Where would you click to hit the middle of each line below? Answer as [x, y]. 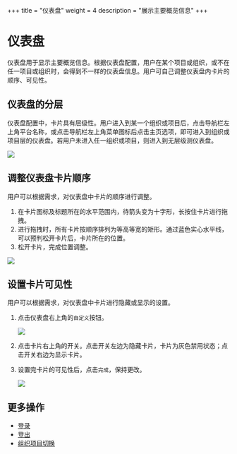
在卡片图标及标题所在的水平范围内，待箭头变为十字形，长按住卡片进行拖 [122, 211]
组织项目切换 [36, 443]
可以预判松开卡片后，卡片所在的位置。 [73, 238]
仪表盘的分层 [35, 104]
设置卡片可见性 [40, 284]
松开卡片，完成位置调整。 [55, 246]
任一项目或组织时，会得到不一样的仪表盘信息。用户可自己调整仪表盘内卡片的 [119, 71]
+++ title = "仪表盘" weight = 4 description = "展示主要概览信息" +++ [108, 10]
